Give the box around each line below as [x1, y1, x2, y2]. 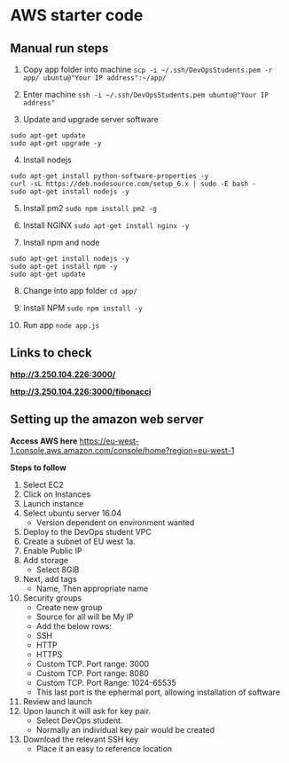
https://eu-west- [79, 436, 140, 446]
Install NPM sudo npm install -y [22, 303, 143, 313]
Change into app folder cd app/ [22, 286, 138, 295]
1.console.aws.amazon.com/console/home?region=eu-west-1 [10, 444, 235, 455]
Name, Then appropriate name [35, 583, 149, 594]
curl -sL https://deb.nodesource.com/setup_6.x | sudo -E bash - [10, 179, 256, 188]
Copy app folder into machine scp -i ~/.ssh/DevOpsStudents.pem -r [22, 64, 273, 75]
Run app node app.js [22, 320, 100, 330]
